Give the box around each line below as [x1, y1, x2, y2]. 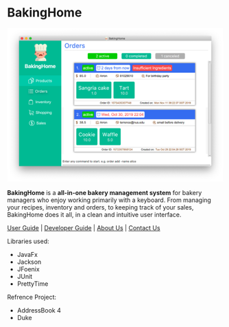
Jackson [16, 258, 42, 266]
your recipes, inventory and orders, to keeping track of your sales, [7, 203, 194, 211]
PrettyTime [16, 280, 49, 288]
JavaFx [16, 250, 38, 258]
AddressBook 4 [16, 306, 62, 314]
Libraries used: [7, 237, 49, 245]
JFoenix [16, 264, 40, 273]
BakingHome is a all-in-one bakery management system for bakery [7, 188, 202, 196]
